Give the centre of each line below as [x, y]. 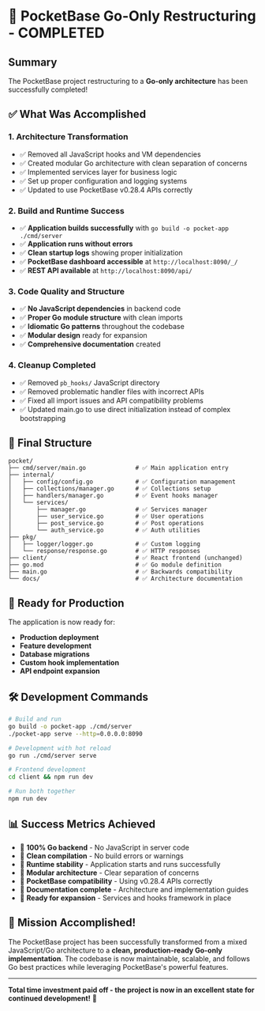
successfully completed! [48, 89]
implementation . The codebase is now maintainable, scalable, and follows [129, 958]
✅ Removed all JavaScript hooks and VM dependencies [110, 154]
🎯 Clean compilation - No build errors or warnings [101, 856]
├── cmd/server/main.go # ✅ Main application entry [118, 468]
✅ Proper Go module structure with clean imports [101, 318]
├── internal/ [32, 475]
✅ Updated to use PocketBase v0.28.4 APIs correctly [106, 190]
